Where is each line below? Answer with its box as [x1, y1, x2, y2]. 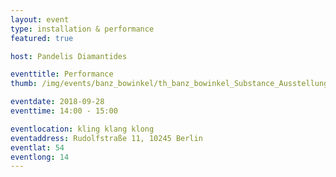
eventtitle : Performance [10, 69, 114, 80]
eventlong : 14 [10, 152, 70, 162]
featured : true [10, 33, 74, 43]
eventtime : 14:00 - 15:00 [10, 106, 118, 116]
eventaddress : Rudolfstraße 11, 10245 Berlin [10, 133, 203, 143]
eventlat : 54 [10, 142, 65, 153]
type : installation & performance [10, 24, 155, 34]
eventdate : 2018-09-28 [10, 97, 105, 107]
